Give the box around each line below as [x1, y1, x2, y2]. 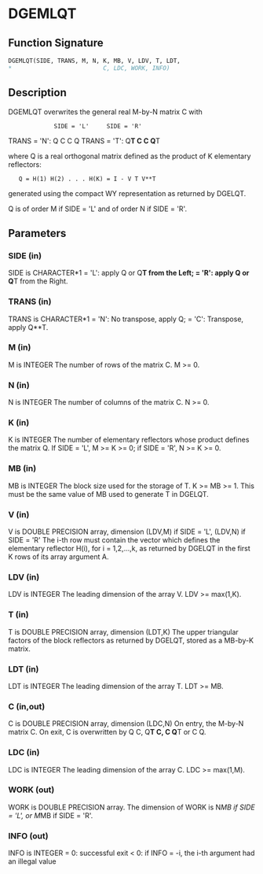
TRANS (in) [8, 296, 52, 307]
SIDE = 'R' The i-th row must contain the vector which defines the [8, 535, 221, 545]
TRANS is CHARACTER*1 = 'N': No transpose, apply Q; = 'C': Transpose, [8, 314, 244, 324]
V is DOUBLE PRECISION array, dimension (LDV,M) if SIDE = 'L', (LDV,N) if [8, 527, 246, 536]
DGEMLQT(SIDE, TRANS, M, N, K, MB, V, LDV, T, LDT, [8, 57, 181, 65]
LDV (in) [8, 572, 40, 583]
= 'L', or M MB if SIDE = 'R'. [8, 810, 93, 820]
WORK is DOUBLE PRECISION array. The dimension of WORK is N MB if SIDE [8, 802, 255, 812]
